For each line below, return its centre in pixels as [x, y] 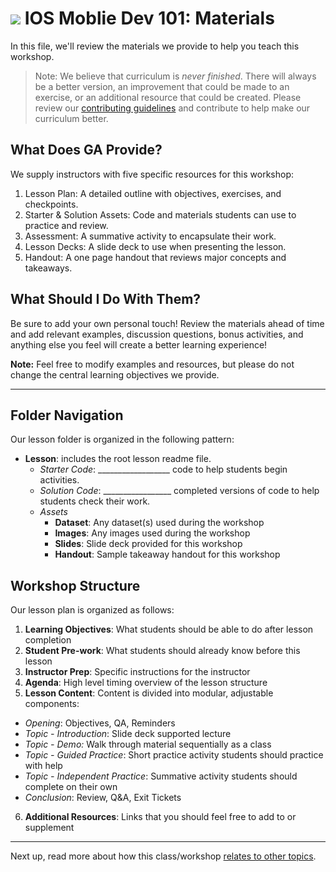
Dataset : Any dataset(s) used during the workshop [159, 523]
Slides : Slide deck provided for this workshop [148, 544]
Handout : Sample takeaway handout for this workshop [167, 554]
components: [52, 704]
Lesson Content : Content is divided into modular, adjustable [149, 693]
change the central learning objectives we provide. [115, 374]
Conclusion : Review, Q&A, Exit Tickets [103, 798]
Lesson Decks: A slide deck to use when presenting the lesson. [155, 246]
